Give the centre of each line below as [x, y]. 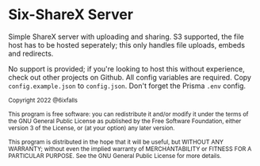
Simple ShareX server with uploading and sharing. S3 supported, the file [126, 37]
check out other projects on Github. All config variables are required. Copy [130, 77]
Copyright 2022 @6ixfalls [43, 100]
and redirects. [31, 53]
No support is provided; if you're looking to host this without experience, [126, 68]
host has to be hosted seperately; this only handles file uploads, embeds [127, 44]
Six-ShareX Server [71, 15]
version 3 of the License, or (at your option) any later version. [92, 128]
